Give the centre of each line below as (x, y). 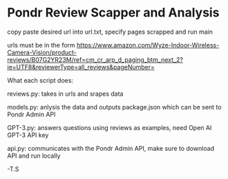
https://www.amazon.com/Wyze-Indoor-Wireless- (148, 45)
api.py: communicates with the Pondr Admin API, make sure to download (111, 148)
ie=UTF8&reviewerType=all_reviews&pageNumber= (81, 67)
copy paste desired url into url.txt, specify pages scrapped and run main (110, 32)
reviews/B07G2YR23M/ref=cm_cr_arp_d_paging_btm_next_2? (95, 59)
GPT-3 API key (28, 135)
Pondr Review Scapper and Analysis (113, 13)
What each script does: (40, 80)
